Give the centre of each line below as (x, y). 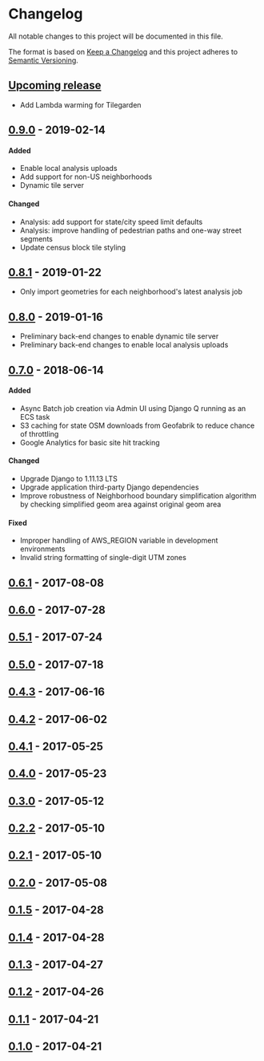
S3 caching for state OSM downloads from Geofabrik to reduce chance (137, 425)
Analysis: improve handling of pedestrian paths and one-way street (131, 230)
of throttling (39, 433)
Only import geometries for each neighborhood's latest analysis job (131, 292)
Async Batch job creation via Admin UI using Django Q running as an (133, 408)
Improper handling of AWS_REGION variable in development (119, 541)
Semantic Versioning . (43, 60)
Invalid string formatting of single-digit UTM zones (103, 558)
